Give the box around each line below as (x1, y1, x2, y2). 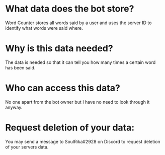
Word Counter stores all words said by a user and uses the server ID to (5, 20, 152, 26)
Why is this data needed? (5, 43, 113, 54)
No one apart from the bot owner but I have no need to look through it (5, 99, 150, 105)
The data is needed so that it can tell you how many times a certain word (5, 59, 156, 65)
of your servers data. (5, 144, 49, 150)
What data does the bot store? (5, 3, 134, 15)
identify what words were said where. (5, 25, 83, 31)
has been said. (5, 64, 36, 70)
